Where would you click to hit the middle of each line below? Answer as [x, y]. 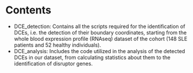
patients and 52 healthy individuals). [57, 45]
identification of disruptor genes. [53, 63]
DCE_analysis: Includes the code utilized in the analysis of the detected [99, 51]
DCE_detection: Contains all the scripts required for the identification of [99, 26]
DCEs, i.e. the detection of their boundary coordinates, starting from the [100, 32]
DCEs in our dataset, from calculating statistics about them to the [92, 57]
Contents [29, 10]
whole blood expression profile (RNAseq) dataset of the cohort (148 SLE [101, 39]
